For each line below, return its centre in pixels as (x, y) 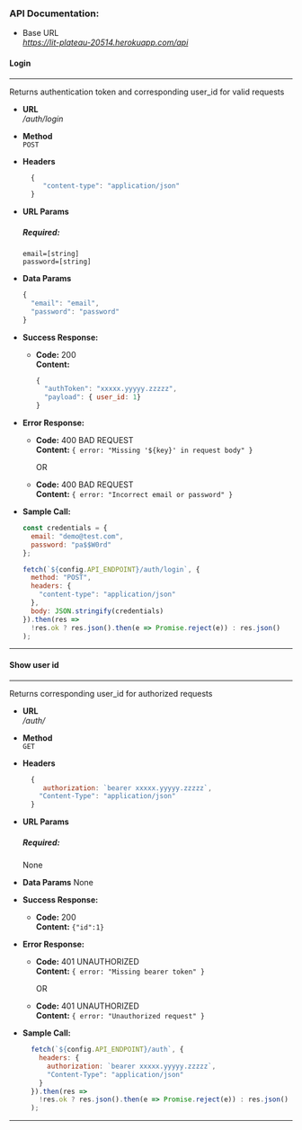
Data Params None (58, 883)
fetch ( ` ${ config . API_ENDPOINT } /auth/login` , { (111, 569)
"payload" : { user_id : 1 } (92, 397)
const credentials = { (65, 529)
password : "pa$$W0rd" (71, 545)
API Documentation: (54, 13)
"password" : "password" (75, 311)
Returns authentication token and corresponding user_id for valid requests (147, 92)
